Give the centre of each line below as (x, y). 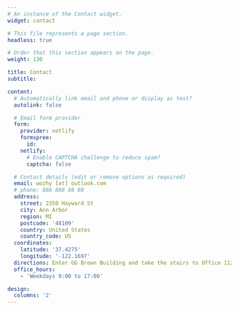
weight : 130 (25, 60)
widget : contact (31, 21)
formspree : (36, 138)
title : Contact (30, 73)
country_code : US (46, 236)
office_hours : (34, 269)
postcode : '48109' (47, 223)
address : (27, 197)
